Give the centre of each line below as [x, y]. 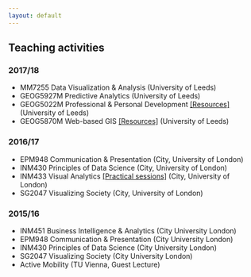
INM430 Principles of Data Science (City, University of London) [124, 167]
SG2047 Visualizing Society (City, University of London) [112, 193]
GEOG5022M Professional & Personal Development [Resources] [125, 105]
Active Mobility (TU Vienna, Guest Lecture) [90, 264]
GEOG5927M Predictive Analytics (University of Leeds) [110, 96]
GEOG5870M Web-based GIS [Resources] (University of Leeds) [124, 121]
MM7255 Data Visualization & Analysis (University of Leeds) [118, 87]
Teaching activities [56, 48]
